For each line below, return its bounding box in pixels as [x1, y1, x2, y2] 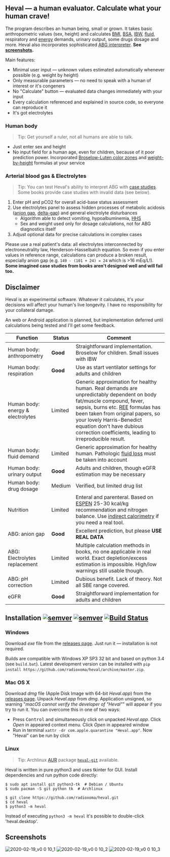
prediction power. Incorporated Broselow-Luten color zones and [12, 155, 147, 161]
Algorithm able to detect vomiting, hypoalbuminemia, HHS [20, 215, 141, 221]
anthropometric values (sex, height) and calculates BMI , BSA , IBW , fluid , [5, 30, 155, 37]
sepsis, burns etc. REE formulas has [75, 404, 161, 411]
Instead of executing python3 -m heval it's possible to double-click [5, 813, 144, 819]
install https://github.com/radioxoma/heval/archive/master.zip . [5, 666, 145, 672]
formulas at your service [34, 160, 85, 166]
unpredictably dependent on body [75, 391, 157, 398]
